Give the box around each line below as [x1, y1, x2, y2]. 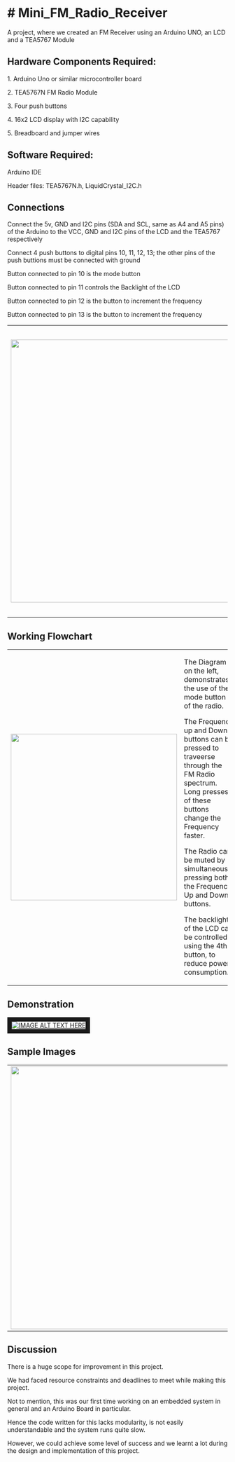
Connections [7, 201, 65, 213]
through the [184, 760, 222, 770]
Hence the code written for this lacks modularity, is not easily [7, 1418, 184, 1426]
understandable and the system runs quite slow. [7, 1425, 145, 1434]
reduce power [184, 959, 230, 969]
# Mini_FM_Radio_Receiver [7, 5, 168, 21]
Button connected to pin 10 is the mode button [7, 270, 141, 278]
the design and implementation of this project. [7, 1446, 140, 1455]
